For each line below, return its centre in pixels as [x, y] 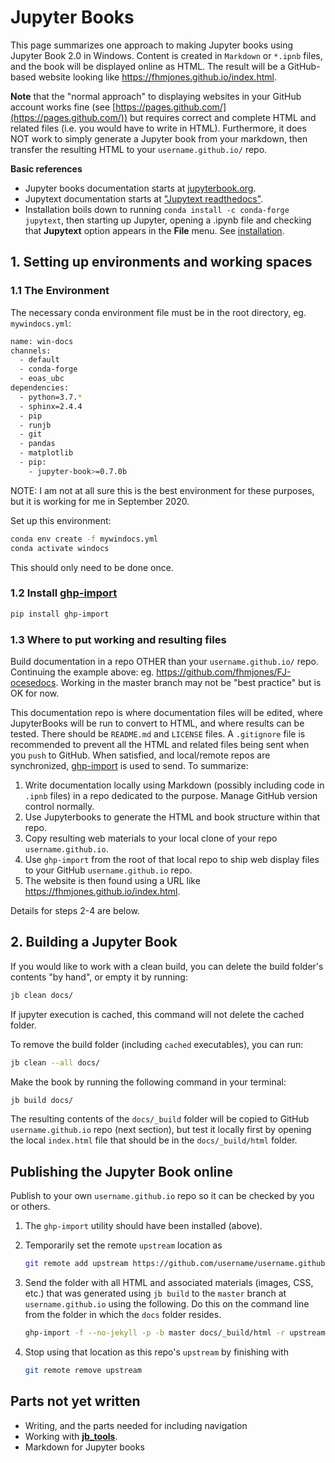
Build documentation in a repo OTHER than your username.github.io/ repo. [164, 661]
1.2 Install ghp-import [64, 593]
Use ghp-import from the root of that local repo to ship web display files [172, 859]
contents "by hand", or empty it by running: [99, 977]
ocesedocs [33, 682]
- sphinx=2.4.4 [51, 406]
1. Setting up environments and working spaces [161, 262]
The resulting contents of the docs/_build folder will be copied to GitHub [160, 1119]
